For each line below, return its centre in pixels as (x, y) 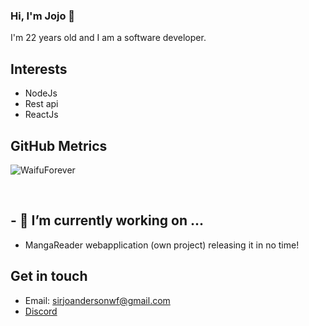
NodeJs (41, 93)
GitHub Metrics (59, 145)
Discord (41, 311)
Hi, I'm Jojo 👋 (43, 16)
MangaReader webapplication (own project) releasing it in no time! (162, 245)
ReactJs (41, 115)
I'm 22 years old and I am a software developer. (108, 38)
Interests (39, 69)
